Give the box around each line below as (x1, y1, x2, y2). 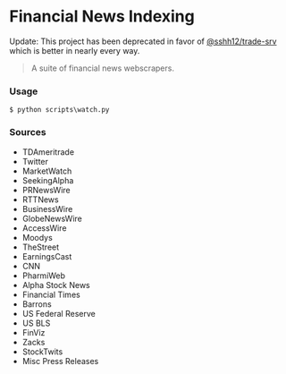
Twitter (21, 156, 49, 166)
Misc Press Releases (21, 355, 99, 366)
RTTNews (21, 194, 60, 205)
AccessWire (21, 222, 67, 234)
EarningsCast (21, 251, 72, 261)
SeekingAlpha (21, 174, 74, 185)
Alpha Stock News (21, 279, 91, 290)
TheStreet (21, 242, 60, 252)
